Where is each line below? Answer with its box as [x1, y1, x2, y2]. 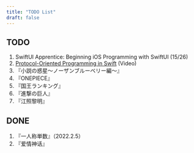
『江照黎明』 [15, 98, 48, 105]
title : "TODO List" [6, 9, 56, 15]
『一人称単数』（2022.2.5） [15, 132, 84, 140]
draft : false [6, 15, 40, 21]
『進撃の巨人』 [15, 90, 53, 98]
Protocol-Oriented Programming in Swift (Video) [15, 60, 137, 67]
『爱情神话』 [15, 140, 48, 148]
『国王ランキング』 [15, 82, 64, 90]
